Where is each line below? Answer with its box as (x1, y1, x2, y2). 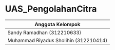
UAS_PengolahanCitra (5, 3, 97, 15)
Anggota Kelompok (34, 21, 80, 28)
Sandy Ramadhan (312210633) (7, 29, 81, 36)
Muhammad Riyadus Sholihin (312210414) (7, 37, 108, 44)
